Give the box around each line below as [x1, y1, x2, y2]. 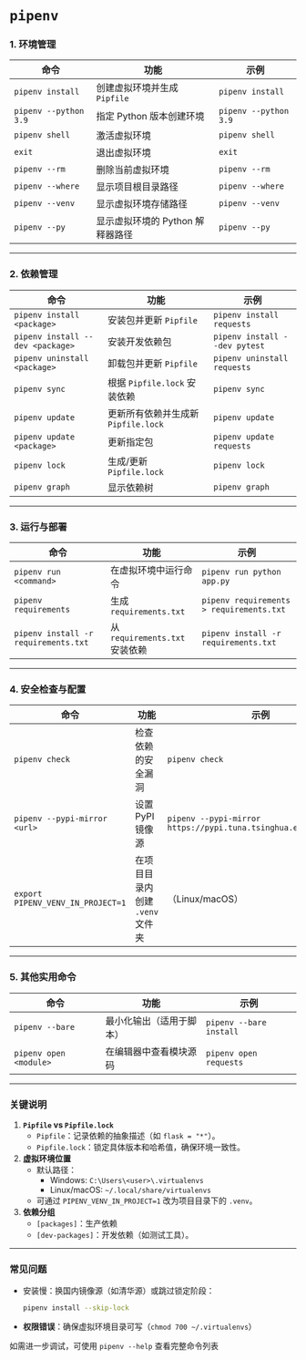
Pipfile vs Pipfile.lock [22, 1119, 114, 1130]
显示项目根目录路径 [96, 180, 179, 193]
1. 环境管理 [9, 38, 56, 51]
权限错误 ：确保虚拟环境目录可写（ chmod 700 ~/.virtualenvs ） [22, 1321, 257, 1333]
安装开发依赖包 [107, 335, 172, 348]
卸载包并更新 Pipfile [107, 356, 199, 369]
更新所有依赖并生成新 [107, 407, 199, 419]
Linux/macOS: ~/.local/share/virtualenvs [49, 1184, 211, 1195]
